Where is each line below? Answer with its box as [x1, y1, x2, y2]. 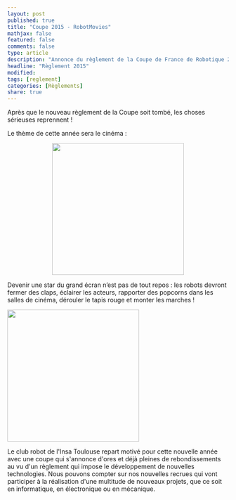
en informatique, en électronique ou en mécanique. [7, 485, 156, 493]
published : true [7, 17, 55, 24]
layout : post [7, 10, 46, 18]
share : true [7, 89, 42, 96]
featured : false [7, 37, 55, 44]
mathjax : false [7, 30, 52, 37]
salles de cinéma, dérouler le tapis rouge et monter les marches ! [7, 296, 195, 305]
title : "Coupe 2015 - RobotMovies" [7, 23, 112, 30]
